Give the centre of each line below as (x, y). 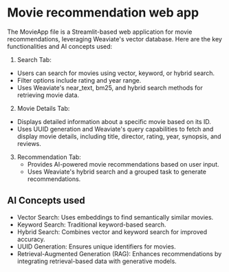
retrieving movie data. (48, 95)
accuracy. (31, 239)
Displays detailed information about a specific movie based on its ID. (114, 121)
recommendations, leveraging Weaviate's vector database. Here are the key (115, 39)
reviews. (29, 143)
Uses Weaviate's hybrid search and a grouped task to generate (117, 171)
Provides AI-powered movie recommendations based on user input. (123, 164)
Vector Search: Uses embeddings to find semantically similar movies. (115, 217)
